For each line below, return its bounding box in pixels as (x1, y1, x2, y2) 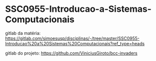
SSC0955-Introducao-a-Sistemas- (5, 3, 152, 15)
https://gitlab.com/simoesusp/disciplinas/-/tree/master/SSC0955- (5, 35, 140, 41)
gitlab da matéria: (5, 30, 41, 36)
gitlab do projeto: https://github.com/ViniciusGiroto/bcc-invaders (5, 50, 138, 56)
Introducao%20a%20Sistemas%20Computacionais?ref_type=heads (5, 40, 145, 46)
